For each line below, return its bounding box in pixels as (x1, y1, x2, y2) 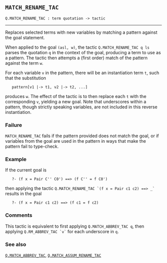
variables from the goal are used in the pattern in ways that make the (5, 138, 146, 144)
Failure (5, 121, 22, 128)
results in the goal (5, 191, 42, 197)
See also (5, 241, 26, 248)
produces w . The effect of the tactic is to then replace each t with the (5, 93, 147, 99)
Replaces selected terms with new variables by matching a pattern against (5, 29, 158, 35)
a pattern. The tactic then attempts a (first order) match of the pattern (5, 55, 148, 61)
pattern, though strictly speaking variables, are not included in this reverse (5, 104, 158, 110)
